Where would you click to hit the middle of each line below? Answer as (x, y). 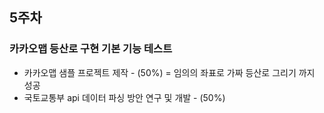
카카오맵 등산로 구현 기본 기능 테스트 (91, 49)
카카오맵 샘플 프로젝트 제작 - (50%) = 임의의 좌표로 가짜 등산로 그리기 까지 (169, 72)
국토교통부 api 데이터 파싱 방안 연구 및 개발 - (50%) (124, 97)
